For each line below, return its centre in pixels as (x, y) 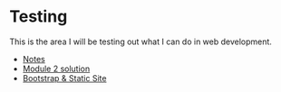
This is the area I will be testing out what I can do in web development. (140, 41)
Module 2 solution (56, 69)
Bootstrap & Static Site (64, 78)
